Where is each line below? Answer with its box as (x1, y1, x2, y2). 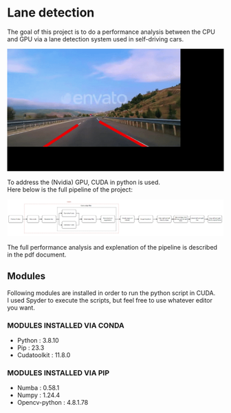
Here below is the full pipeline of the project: (7, 185, 133, 194)
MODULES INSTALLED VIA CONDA (7, 321, 125, 330)
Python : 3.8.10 (16, 336, 59, 345)
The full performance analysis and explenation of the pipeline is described (7, 243, 218, 251)
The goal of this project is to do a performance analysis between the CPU (7, 28, 215, 36)
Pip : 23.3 (16, 343, 45, 352)
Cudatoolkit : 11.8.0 (16, 351, 71, 359)
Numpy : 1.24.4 (16, 391, 60, 399)
